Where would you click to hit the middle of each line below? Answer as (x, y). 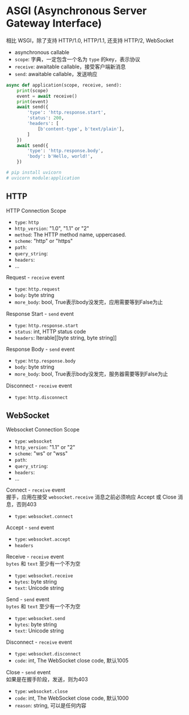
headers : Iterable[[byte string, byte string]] (66, 338)
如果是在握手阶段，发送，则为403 (47, 680)
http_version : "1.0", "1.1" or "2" (52, 228)
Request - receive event (35, 277)
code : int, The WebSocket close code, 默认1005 (72, 661)
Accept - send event (30, 528)
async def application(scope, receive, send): (64, 85)
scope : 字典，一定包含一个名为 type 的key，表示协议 (77, 59)
